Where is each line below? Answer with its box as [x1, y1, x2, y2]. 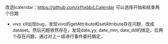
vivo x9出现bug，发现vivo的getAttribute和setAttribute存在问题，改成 [12, 21, 154, 27]
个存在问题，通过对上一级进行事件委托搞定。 [12, 34, 105, 39]
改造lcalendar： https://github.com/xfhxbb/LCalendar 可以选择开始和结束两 [5, 4, 160, 10]
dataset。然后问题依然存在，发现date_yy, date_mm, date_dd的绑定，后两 [12, 27, 163, 33]
